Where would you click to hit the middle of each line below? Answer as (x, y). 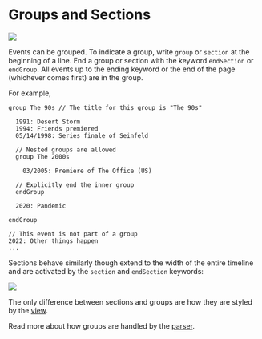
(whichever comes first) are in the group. (76, 77)
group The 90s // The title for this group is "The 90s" (105, 107)
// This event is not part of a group (73, 234)
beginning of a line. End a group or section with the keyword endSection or (131, 60)
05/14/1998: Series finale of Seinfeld (82, 135)
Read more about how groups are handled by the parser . (101, 325)
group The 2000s (42, 157)
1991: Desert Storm (48, 122)
